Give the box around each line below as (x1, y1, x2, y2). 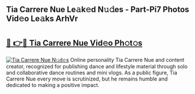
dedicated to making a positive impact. (6, 82, 100, 88)
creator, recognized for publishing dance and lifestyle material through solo (6, 63, 188, 69)
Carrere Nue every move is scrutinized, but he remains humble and (6, 75, 168, 82)
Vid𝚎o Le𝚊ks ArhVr (6, 14, 78, 24)
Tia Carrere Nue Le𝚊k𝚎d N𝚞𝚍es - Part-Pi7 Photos (6, 5, 189, 15)
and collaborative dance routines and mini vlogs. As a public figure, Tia (6, 69, 177, 76)
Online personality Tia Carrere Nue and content (70, 57, 184, 63)
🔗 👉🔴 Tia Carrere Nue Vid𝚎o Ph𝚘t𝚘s (6, 38, 143, 48)
